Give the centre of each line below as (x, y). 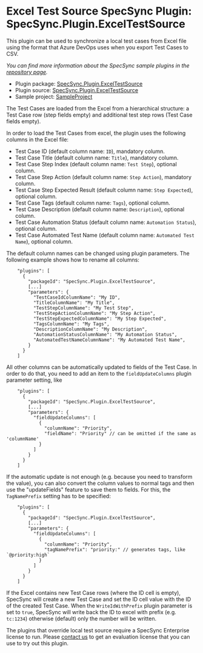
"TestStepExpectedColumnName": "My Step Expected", (100, 319)
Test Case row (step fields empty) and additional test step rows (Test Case (99, 115)
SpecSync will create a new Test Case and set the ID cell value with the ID (99, 599)
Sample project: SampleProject (54, 96)
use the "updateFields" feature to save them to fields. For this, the (88, 489)
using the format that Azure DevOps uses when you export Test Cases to (98, 47)
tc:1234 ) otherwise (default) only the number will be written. (81, 618)
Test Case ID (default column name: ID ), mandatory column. (90, 151)
